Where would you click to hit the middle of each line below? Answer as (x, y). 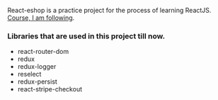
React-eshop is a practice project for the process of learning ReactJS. (109, 10)
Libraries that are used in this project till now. (86, 36)
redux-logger (37, 67)
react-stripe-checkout (50, 89)
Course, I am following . (41, 18)
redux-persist (38, 82)
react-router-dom (43, 52)
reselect (29, 74)
